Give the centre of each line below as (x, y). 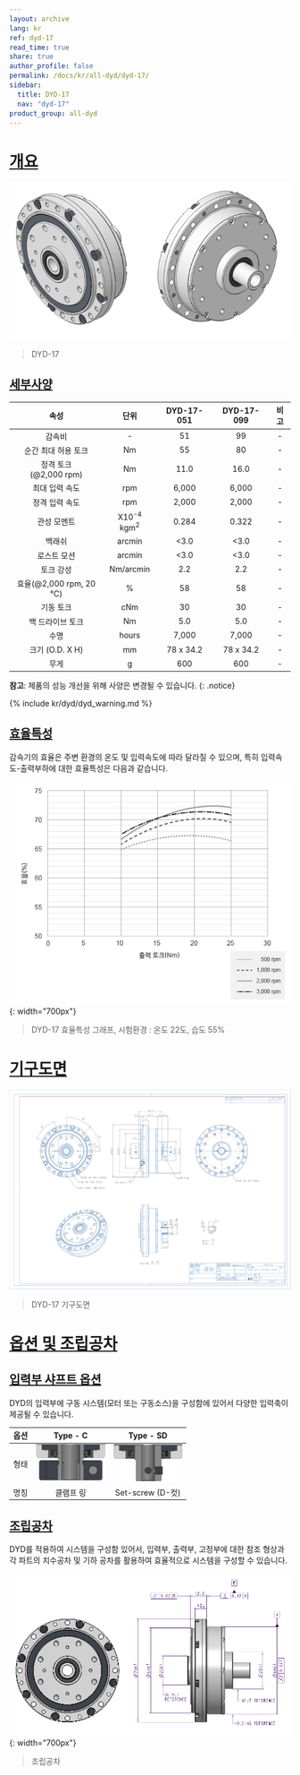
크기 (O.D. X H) (56, 650)
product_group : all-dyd (54, 113)
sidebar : (25, 85)
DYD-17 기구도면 (61, 1304)
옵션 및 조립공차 (63, 1344)
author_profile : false (51, 66)
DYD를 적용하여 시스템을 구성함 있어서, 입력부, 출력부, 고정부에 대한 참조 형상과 (147, 1549)
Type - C (71, 1435)
